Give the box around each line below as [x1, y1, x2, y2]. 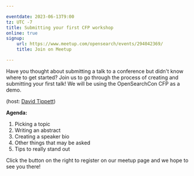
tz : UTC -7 [6, 19, 33, 25]
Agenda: [6, 109, 27, 116]
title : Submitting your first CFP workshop [6, 25, 114, 31]
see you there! [6, 163, 41, 170]
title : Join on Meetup [16, 46, 72, 53]
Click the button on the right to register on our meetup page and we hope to [6, 157, 189, 164]
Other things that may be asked [14, 139, 91, 146]
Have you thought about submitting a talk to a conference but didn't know [6, 67, 184, 75]
